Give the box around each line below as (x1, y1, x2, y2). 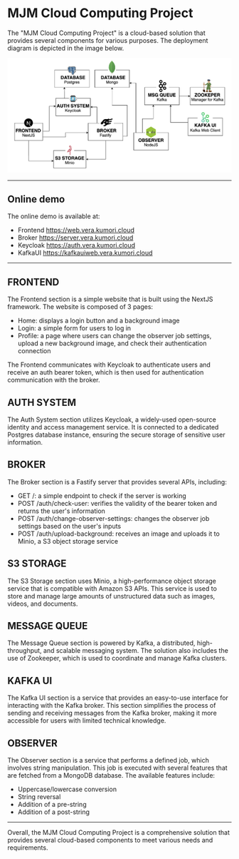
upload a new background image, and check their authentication (17, 339, 207, 347)
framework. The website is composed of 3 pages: (7, 303, 154, 311)
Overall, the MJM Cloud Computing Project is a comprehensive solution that (7, 828, 230, 837)
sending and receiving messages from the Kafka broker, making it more (7, 708, 217, 718)
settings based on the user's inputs (17, 522, 122, 530)
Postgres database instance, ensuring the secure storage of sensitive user (7, 430, 225, 439)
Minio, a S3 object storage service (17, 537, 119, 545)
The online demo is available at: (7, 212, 100, 220)
